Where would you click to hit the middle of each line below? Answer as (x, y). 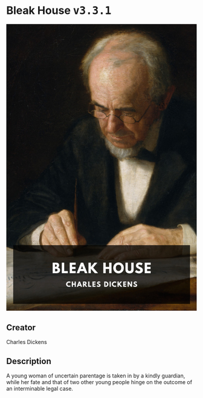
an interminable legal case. (40, 389)
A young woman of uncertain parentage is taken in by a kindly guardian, (96, 376)
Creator (21, 328)
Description (29, 361)
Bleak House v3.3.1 (59, 11)
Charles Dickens (27, 342)
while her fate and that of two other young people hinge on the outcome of (99, 382)
